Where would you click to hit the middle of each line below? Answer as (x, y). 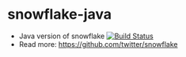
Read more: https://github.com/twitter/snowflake (98, 44)
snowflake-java (60, 14)
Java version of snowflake (62, 36)
